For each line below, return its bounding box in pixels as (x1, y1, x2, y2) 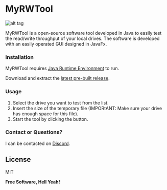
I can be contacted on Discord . (5, 140, 70, 146)
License (5, 155, 31, 164)
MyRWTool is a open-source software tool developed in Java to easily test (5, 30, 162, 36)
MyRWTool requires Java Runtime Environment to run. (5, 65, 119, 72)
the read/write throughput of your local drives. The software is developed (5, 35, 160, 41)
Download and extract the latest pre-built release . (5, 75, 110, 81)
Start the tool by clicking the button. (12, 116, 88, 122)
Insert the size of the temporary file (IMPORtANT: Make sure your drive (12, 105, 162, 111)
